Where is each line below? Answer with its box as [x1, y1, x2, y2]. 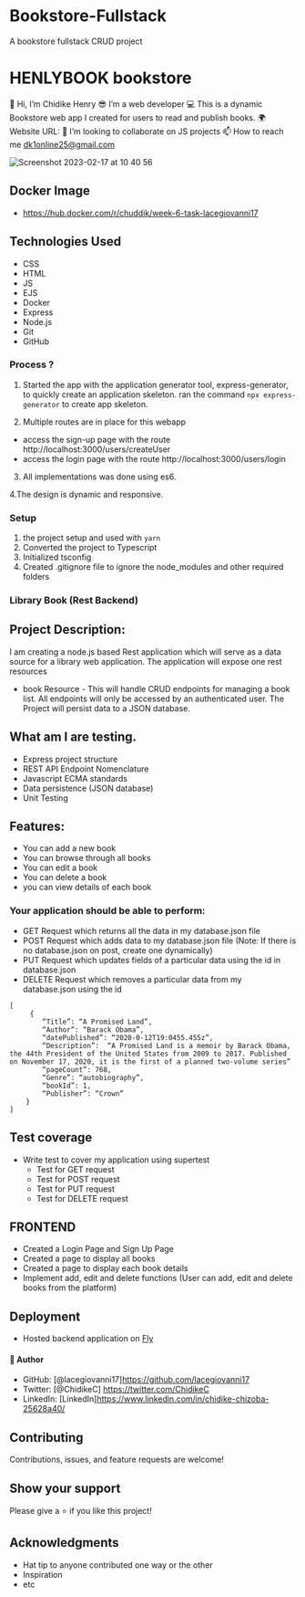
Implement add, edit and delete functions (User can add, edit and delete [22, 1273, 293, 1284]
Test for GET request [36, 1163, 115, 1174]
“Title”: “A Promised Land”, [42, 1017, 153, 1026]
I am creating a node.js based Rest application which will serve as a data [9, 646, 282, 657]
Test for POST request [36, 1173, 120, 1184]
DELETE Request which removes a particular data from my [22, 973, 243, 984]
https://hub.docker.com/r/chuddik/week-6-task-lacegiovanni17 [22, 207, 259, 218]
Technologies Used [9, 234, 121, 249]
